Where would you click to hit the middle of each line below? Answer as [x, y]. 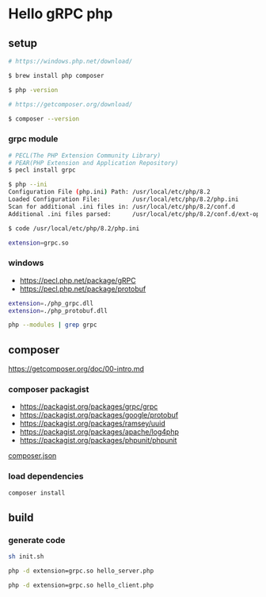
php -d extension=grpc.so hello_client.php [81, 585]
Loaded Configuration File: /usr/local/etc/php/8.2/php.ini [123, 199]
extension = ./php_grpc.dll [51, 303]
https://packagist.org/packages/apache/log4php [99, 432]
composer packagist [49, 390]
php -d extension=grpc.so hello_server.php [81, 571]
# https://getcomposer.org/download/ [70, 104]
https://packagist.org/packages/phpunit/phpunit [98, 441]
